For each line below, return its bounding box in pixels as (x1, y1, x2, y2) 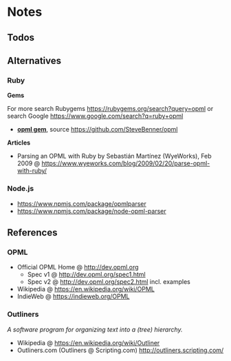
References (7, 227, 58, 238)
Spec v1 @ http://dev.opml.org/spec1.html (27, 270, 146, 279)
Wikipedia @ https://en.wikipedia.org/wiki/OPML (16, 285, 155, 293)
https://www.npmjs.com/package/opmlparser (16, 199, 146, 207)
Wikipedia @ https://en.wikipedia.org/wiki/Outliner (16, 338, 160, 347)
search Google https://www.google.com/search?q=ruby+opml (7, 112, 184, 121)
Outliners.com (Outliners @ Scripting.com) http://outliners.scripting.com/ (16, 346, 224, 354)
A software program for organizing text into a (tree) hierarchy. (7, 325, 184, 333)
